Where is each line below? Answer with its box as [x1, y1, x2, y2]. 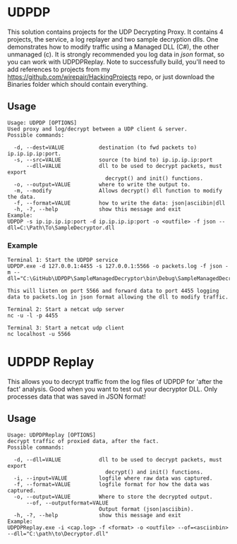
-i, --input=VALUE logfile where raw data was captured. [13, 474, 213, 482]
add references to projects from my [7, 65, 111, 73]
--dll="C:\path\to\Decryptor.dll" [7, 530, 109, 537]
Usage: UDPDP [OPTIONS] [7, 119, 78, 126]
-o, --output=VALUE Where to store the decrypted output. [13, 493, 213, 500]
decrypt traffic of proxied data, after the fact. [7, 437, 159, 445]
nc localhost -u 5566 [7, 331, 71, 338]
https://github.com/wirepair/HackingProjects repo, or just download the [7, 72, 215, 81]
